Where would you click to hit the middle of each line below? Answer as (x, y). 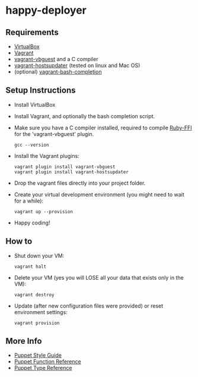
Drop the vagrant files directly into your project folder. (80, 183)
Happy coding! (32, 223)
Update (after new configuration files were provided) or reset (89, 306)
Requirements (32, 32)
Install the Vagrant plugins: (47, 156)
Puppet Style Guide (38, 355)
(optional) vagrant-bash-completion (58, 72)
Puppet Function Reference (47, 362)
